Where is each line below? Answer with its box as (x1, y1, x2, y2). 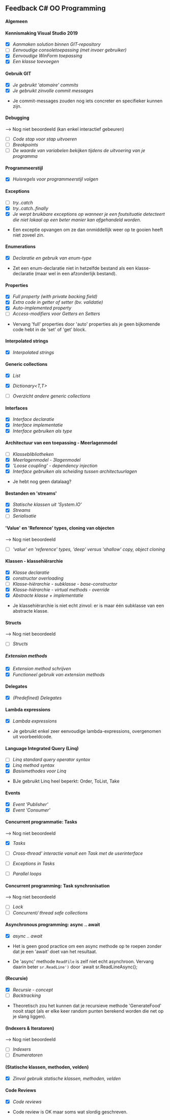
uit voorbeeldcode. (12, 734, 52, 740)
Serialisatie (12, 513, 37, 519)
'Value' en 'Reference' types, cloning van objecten (5, 525, 115, 531)
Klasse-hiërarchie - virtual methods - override (12, 587, 110, 593)
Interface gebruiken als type (12, 427, 72, 434)
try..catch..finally (12, 205, 48, 211)
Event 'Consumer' (12, 807, 51, 813)
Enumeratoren (12, 1052, 43, 1058)
